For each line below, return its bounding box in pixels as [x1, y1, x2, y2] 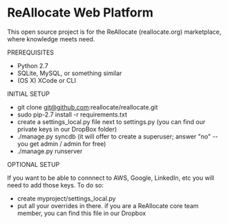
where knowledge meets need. [7, 34, 95, 43]
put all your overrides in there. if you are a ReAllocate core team [17, 201, 199, 210]
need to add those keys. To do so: [7, 181, 104, 189]
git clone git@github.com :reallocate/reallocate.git [17, 103, 158, 111]
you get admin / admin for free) [17, 139, 106, 147]
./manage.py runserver [17, 147, 83, 155]
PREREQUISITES [7, 48, 54, 57]
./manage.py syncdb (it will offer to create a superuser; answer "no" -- [17, 132, 219, 141]
